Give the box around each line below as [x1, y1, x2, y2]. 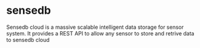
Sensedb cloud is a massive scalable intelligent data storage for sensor [6, 23, 184, 31]
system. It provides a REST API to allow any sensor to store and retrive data [6, 29, 195, 37]
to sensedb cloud [6, 36, 50, 43]
